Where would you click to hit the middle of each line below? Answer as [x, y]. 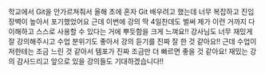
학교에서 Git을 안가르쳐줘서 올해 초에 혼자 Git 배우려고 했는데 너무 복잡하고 [124, 12]
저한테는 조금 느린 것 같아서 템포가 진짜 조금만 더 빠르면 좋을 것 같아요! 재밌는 [129, 51]
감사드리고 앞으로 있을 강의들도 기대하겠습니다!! [90, 61]
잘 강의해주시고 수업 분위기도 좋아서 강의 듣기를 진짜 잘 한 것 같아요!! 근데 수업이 [132, 41]
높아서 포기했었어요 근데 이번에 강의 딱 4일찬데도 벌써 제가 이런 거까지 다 [142, 21]
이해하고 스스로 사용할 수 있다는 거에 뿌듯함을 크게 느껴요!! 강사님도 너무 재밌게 [131, 31]
